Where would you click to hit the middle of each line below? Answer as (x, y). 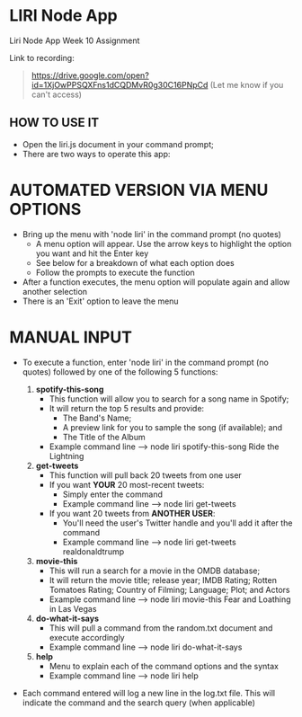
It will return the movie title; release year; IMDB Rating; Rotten (163, 580)
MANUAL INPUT (71, 337)
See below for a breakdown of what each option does (135, 262)
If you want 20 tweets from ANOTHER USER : (132, 513)
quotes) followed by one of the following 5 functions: (120, 372)
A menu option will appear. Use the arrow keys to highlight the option (164, 243)
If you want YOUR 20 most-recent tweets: (127, 484)
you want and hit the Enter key (92, 253)
